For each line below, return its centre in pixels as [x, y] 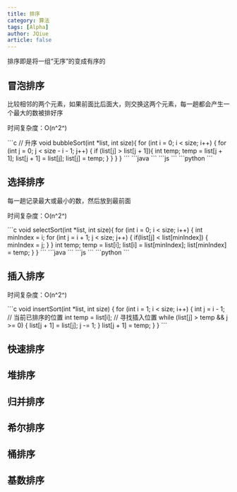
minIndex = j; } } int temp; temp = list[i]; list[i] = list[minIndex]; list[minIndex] [117, 245]
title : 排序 [24, 14]
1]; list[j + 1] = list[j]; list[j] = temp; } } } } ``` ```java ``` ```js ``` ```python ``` [110, 158]
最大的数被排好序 [38, 112]
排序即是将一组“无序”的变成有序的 [56, 61]
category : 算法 [29, 20]
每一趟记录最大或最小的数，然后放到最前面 [69, 200]
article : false [30, 40]
